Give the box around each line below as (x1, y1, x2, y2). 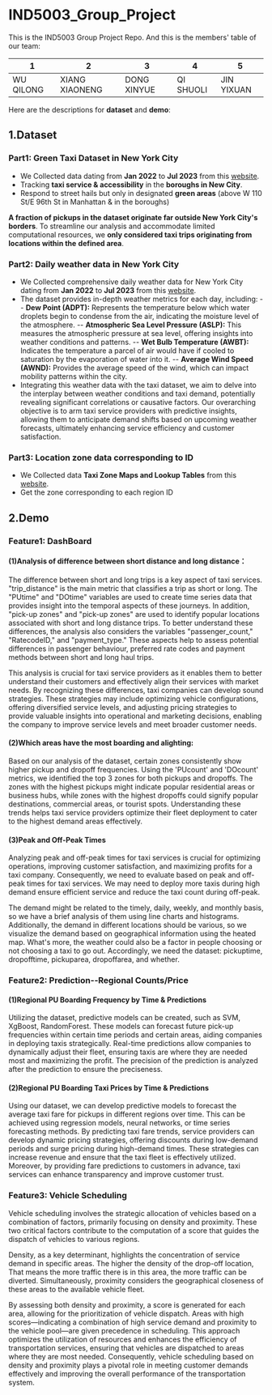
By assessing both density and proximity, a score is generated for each (8, 1299, 245, 1309)
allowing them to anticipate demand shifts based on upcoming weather (19, 415, 257, 424)
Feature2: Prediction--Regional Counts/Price (8, 975, 189, 986)
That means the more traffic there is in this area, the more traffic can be (8, 1267, 247, 1277)
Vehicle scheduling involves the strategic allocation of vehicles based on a (8, 1208, 257, 1218)
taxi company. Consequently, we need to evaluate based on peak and (8, 870, 241, 880)
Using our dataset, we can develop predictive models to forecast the (8, 1101, 237, 1111)
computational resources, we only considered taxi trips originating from (8, 229, 253, 240)
